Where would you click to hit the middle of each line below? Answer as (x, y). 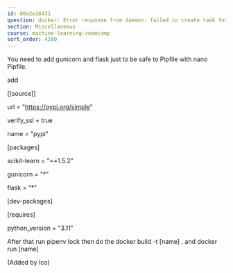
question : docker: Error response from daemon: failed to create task (111, 20)
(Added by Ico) (28, 263)
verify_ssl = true (30, 121)
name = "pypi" (28, 134)
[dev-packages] (30, 201)
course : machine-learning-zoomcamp (59, 33)
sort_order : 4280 (32, 40)
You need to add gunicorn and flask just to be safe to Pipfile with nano (107, 59)
